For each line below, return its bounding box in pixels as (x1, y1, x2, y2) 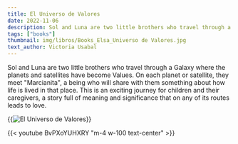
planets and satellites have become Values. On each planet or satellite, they (7, 71, 229, 79)
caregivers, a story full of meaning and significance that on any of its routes (7, 93, 230, 102)
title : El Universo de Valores (7, 10, 100, 18)
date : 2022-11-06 (7, 17, 59, 24)
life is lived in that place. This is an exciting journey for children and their (7, 86, 219, 94)
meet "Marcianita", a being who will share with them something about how (7, 78, 226, 86)
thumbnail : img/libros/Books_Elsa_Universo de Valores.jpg (7, 37, 187, 44)
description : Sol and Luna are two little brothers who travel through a (7, 24, 232, 31)
